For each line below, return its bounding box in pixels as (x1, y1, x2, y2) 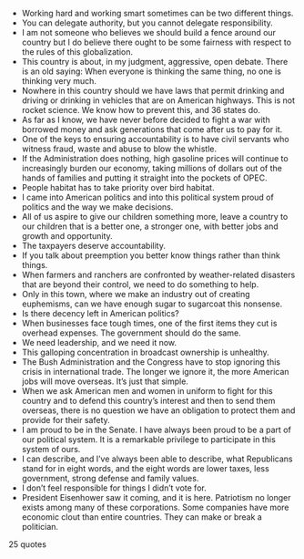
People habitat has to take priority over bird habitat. (21, 182, 215, 192)
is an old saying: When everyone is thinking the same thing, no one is (21, 66, 281, 77)
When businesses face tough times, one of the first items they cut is (21, 318, 278, 328)
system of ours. (21, 444, 81, 454)
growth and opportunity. (21, 231, 113, 241)
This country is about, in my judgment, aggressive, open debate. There (21, 57, 289, 67)
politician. (21, 522, 59, 532)
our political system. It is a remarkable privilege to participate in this (21, 434, 277, 445)
